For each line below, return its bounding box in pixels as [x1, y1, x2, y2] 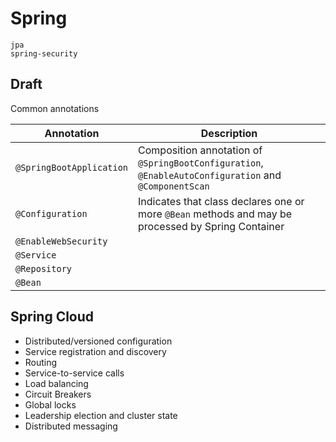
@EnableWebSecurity [15, 235, 108, 247]
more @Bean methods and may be [138, 207, 293, 221]
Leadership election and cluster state [24, 409, 178, 421]
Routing [24, 356, 58, 368]
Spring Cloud [10, 308, 95, 326]
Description [200, 126, 258, 140]
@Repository [15, 263, 73, 274]
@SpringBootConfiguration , [138, 155, 264, 169]
